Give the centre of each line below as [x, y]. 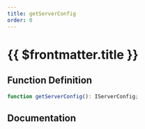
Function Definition [50, 81]
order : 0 [20, 20]
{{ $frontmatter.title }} [73, 55]
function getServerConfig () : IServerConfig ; [73, 96]
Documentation [42, 118]
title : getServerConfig [42, 14]
